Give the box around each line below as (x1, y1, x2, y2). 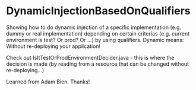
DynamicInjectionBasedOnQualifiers (6, 4, 191, 18)
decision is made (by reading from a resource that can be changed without (6, 60, 189, 67)
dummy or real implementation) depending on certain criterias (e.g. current (6, 30, 190, 37)
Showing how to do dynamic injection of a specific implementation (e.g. (6, 24, 182, 31)
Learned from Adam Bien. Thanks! (6, 78, 90, 85)
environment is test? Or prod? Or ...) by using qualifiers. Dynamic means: (6, 36, 184, 43)
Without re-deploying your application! (6, 43, 101, 50)
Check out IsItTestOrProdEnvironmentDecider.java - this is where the (6, 54, 175, 61)
